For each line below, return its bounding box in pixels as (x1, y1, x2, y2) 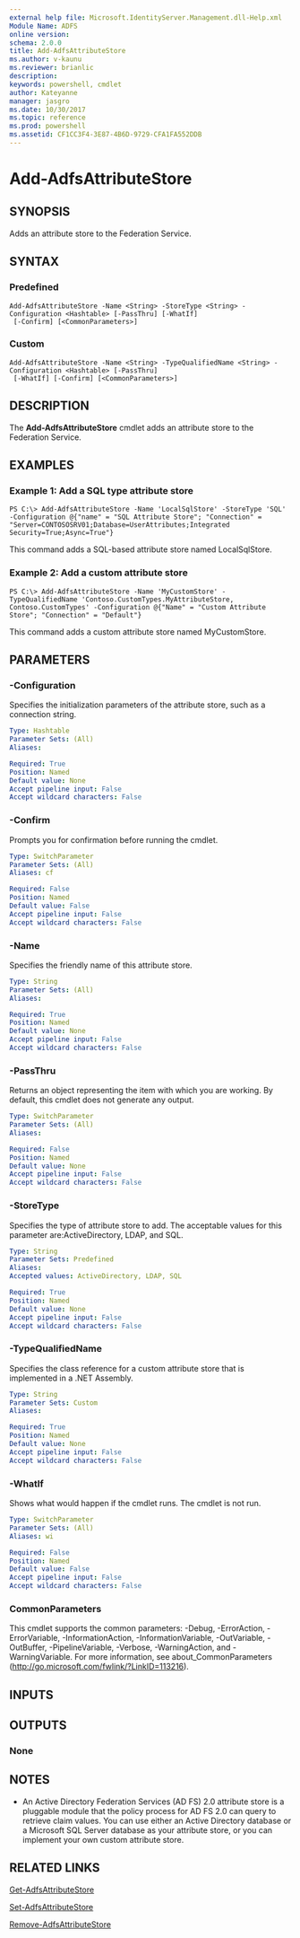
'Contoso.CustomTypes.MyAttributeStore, (81, 594, 235, 604)
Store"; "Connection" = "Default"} (9, 610, 142, 619)
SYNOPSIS (9, 204, 71, 220)
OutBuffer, (9, 1642, 47, 1653)
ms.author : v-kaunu (9, 55, 82, 64)
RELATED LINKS (9, 1860, 100, 1876)
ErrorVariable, (9, 1633, 61, 1644)
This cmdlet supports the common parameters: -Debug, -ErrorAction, (9, 1623, 266, 1634)
